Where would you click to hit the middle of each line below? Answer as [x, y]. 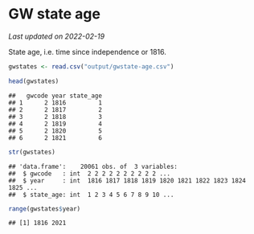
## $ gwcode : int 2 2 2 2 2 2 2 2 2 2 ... [90, 174]
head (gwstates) [34, 81]
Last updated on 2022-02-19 [57, 36]
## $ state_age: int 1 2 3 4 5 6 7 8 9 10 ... [91, 195]
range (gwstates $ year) [45, 209]
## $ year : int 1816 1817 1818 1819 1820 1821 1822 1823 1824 [127, 181]
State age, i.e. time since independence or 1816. [88, 51]
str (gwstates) [32, 152]
